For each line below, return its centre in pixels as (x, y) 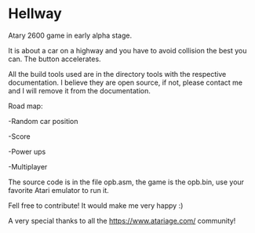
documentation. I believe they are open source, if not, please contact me (126, 82)
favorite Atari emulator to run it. (59, 190)
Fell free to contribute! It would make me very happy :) (96, 206)
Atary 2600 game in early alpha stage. (70, 35)
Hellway (35, 14)
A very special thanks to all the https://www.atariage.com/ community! (122, 220)
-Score (20, 136)
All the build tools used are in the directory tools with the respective (117, 74)
